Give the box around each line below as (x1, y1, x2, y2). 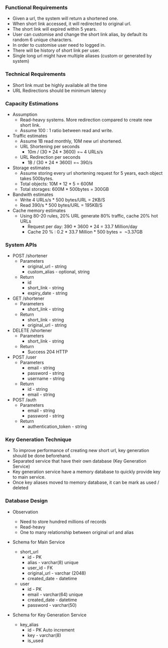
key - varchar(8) (27, 632, 61, 638)
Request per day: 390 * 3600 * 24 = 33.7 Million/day (27, 223, 138, 230)
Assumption (12, 111, 38, 117)
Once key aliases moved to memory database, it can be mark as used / (12, 479, 159, 486)
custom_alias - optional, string (27, 269, 90, 275)
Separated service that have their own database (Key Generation (12, 458, 146, 464)
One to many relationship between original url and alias (20, 529, 134, 535)
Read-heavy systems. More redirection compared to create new (20, 117, 152, 123)
